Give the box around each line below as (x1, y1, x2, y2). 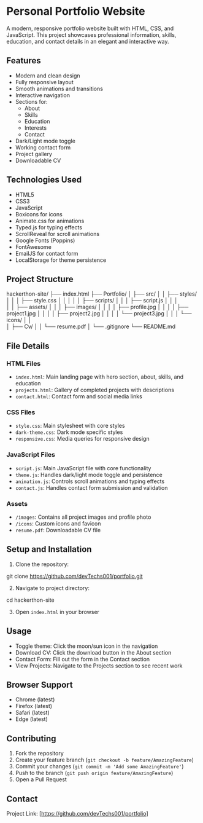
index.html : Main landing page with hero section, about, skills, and (15, 373, 184, 380)
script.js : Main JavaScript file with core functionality (15, 464, 151, 471)
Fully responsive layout (15, 78, 74, 85)
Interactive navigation (15, 91, 71, 99)
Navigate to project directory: (15, 584, 90, 591)
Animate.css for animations (15, 217, 85, 224)
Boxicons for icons (15, 210, 63, 218)
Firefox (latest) (15, 703, 53, 710)
